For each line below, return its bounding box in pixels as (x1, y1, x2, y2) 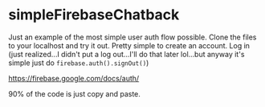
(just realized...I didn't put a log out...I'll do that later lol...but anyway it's (8, 49, 245, 59)
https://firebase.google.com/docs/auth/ (8, 73, 140, 83)
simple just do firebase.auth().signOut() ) (8, 58, 149, 68)
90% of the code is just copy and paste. (8, 88, 141, 98)
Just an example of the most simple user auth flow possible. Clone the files (8, 32, 257, 42)
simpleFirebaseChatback (8, 6, 180, 24)
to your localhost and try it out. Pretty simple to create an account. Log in (8, 40, 251, 50)
